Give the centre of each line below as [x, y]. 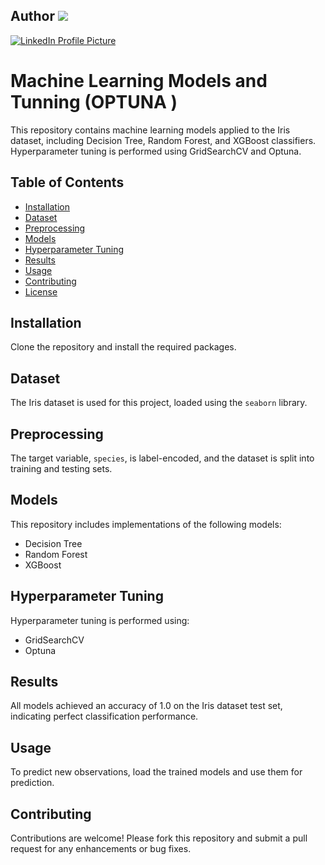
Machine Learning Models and [139, 81]
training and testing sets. [61, 468]
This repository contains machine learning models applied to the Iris [150, 130]
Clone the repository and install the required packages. [123, 347]
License [41, 291]
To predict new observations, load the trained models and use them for [156, 772]
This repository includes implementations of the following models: [146, 524]
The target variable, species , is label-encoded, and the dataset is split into [162, 458]
